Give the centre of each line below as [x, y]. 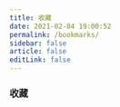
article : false [38, 52]
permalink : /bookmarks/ [55, 34]
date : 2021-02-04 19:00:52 [60, 26]
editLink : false [40, 60]
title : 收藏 [30, 18]
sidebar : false [38, 43]
